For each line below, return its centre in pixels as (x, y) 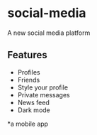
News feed (33, 102)
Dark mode (34, 110)
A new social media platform (49, 33)
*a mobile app (28, 124)
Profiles (29, 72)
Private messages (44, 94)
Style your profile (43, 87)
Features (27, 55)
